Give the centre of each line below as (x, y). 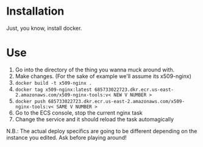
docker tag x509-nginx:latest (54, 90)
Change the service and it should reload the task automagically (94, 119)
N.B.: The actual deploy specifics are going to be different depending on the (102, 131)
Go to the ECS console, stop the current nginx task (79, 113)
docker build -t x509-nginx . (54, 83)
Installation (35, 11)
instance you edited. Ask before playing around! (66, 137)
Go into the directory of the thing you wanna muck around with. (95, 70)
